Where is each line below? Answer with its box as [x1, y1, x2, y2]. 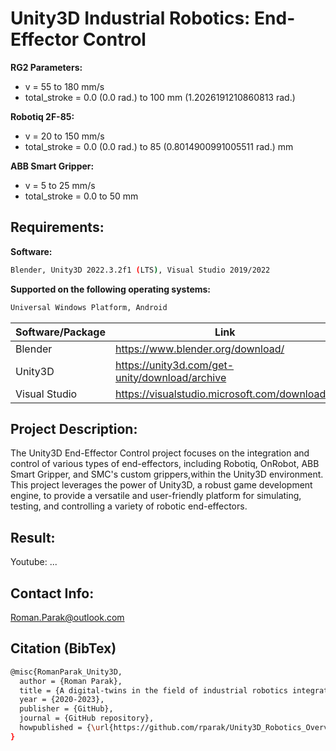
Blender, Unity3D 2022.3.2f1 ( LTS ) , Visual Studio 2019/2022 [10, 265, 271, 275]
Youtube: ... [10, 556, 58, 568]
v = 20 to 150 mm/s [24, 130, 105, 142]
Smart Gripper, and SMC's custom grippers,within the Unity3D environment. [10, 468, 324, 481]
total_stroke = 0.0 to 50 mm [24, 190, 139, 202]
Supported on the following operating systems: [10, 283, 212, 295]
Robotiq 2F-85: [10, 110, 75, 122]
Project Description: [10, 420, 138, 437]
